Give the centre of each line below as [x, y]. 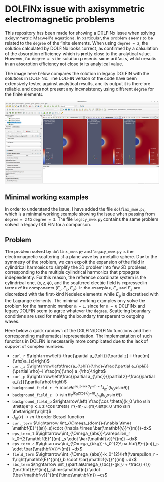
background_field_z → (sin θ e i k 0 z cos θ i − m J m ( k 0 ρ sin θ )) [67, 395]
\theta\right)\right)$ [32, 411]
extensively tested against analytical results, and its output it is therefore [78, 83]
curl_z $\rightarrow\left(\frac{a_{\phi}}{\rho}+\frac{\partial [71, 366]
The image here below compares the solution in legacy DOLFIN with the [77, 73]
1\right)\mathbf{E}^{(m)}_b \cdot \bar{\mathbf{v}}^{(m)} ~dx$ [74, 459]
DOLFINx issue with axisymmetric [75, 9]
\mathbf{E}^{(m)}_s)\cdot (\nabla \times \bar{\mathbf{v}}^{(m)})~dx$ [82, 428]
